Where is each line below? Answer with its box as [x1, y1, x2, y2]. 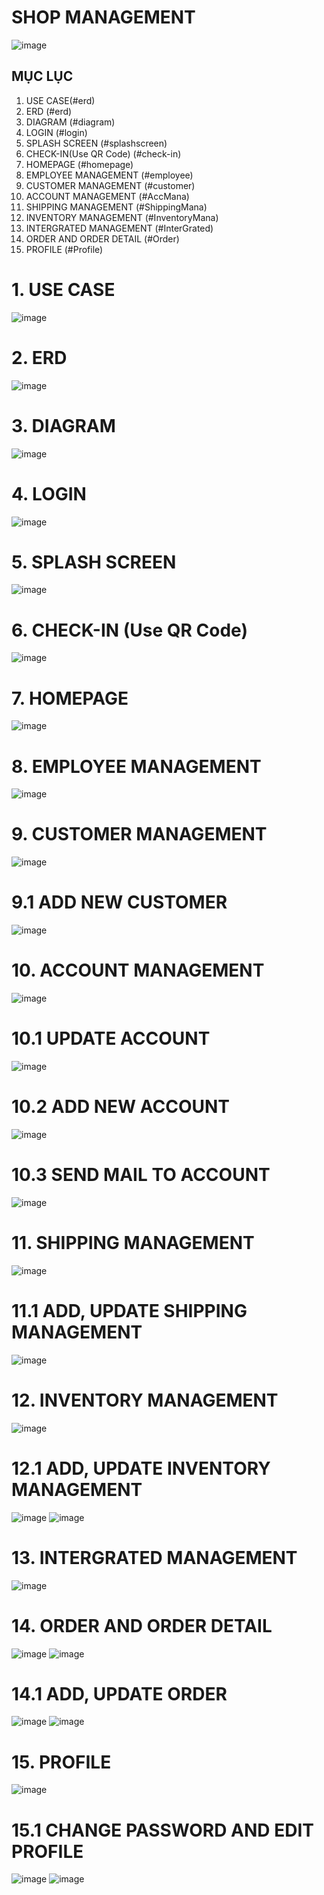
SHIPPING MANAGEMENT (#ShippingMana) [25, 201, 208, 213]
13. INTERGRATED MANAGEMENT [11, 1546, 298, 1569]
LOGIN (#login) [25, 126, 88, 138]
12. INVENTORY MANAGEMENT [11, 1389, 279, 1411]
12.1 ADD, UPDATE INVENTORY [11, 1457, 271, 1480]
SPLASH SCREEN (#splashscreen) [25, 137, 168, 149]
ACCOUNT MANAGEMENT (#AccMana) [25, 190, 190, 202]
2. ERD [11, 346, 68, 369]
